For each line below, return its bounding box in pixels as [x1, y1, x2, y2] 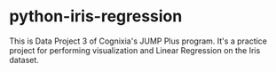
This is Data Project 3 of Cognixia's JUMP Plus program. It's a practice [9, 36, 268, 46]
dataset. [9, 54, 40, 65]
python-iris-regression [9, 6, 183, 27]
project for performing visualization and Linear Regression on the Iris [9, 44, 261, 55]
